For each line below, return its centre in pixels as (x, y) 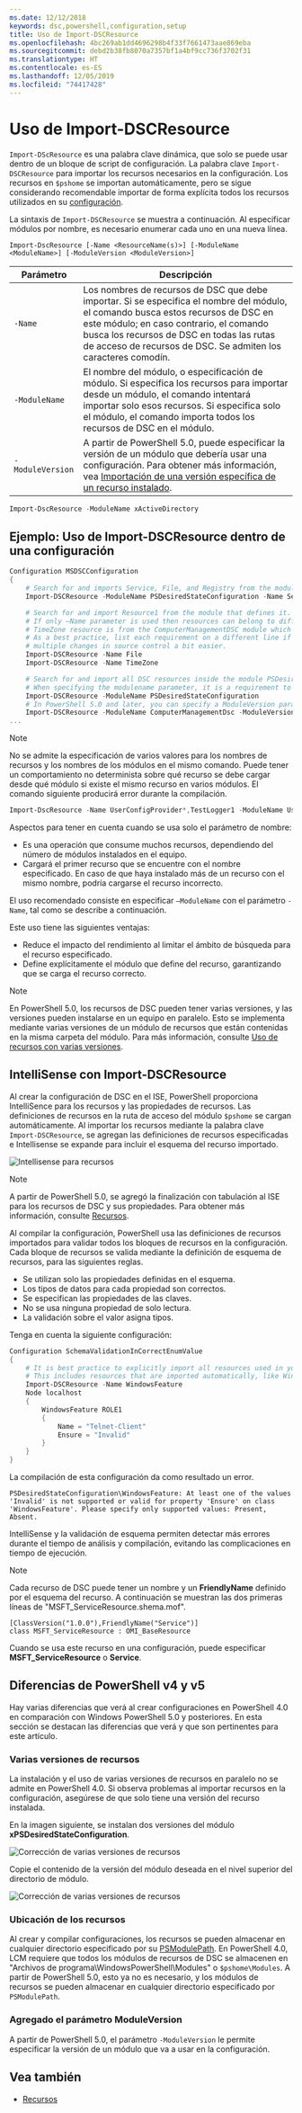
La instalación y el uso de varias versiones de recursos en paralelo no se (144, 1779)
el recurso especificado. (67, 954)
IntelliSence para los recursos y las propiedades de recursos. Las (130, 1106)
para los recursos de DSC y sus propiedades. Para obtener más (127, 1206)
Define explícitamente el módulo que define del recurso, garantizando (151, 964)
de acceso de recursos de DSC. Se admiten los (182, 345)
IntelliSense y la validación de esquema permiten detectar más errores (140, 1534)
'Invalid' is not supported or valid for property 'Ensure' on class (142, 1502)
